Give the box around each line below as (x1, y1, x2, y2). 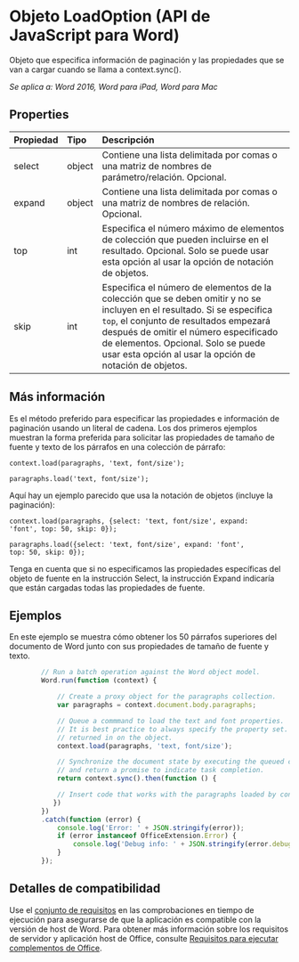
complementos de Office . (9, 942, 102, 953)
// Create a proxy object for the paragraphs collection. (56, 692, 277, 701)
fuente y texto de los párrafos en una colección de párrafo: (9, 441, 226, 452)
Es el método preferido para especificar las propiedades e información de (9, 412, 280, 424)
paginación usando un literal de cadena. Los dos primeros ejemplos (9, 422, 258, 433)
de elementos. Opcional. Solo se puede (101, 337, 266, 349)
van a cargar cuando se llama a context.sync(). (9, 64, 182, 75)
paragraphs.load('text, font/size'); (9, 474, 149, 483)
